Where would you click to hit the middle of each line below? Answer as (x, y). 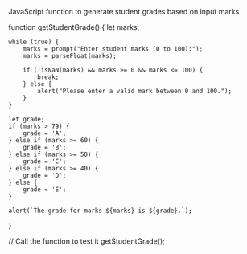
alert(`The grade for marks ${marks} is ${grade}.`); (101, 211)
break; (48, 77)
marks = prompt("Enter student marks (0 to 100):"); (113, 49)
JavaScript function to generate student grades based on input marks (124, 12)
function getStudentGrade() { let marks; (74, 27)
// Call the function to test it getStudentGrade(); (86, 241)
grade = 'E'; (45, 190)
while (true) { (34, 42)
